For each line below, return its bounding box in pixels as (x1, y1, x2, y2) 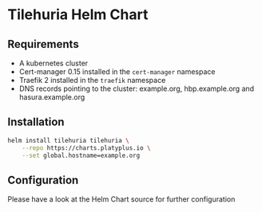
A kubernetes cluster (18, 58, 89, 68)
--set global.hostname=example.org (22, 151, 141, 159)
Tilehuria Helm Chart (7, 6, 149, 24)
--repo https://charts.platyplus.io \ (22, 143, 151, 152)
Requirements (7, 37, 79, 51)
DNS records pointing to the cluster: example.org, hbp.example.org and (18, 84, 255, 93)
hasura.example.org (18, 92, 85, 101)
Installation (7, 116, 65, 129)
